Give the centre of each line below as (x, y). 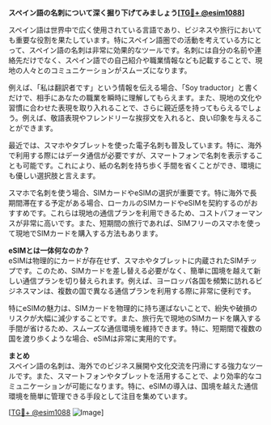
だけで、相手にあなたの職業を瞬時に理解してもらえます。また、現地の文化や (135, 98)
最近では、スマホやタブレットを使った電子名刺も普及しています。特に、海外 (135, 145)
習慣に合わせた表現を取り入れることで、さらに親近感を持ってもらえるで (128, 108)
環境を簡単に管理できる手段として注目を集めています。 (100, 396)
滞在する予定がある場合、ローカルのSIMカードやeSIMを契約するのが (136, 203)
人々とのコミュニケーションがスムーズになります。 (107, 70)
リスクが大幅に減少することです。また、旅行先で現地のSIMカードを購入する (135, 318)
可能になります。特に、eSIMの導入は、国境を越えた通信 (165, 386)
